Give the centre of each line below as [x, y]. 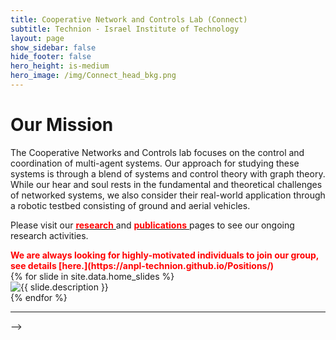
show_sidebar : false [53, 47]
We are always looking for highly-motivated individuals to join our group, [165, 255]
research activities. [49, 235]
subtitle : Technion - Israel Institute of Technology [125, 29]
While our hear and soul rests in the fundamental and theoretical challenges [166, 184]
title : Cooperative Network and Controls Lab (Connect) [129, 19]
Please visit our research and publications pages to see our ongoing [152, 225]
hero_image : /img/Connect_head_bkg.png [93, 76]
